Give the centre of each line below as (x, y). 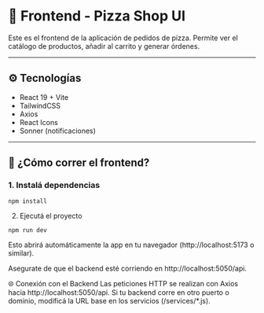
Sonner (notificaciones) (58, 131)
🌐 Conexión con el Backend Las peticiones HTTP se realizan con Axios (123, 284)
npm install (27, 201)
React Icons (39, 122)
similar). (21, 253)
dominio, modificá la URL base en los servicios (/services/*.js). (109, 301)
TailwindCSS (40, 105)
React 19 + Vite (44, 97)
